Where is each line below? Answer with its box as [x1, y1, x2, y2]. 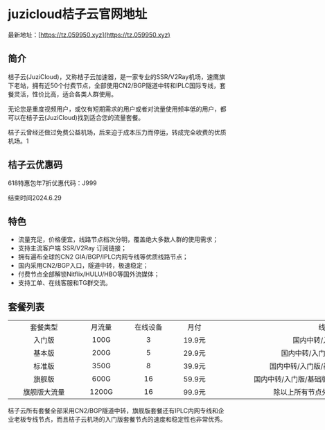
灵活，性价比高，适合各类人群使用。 [13, 89, 117, 98]
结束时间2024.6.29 [8, 193, 62, 202]
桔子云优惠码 [8, 159, 63, 171]
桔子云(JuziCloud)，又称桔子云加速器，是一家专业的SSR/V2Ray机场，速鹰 [8, 72, 220, 80]
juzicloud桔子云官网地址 [8, 6, 148, 22]
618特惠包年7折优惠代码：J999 [8, 178, 97, 187]
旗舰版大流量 [23, 388, 65, 397]
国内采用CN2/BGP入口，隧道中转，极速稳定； [17, 261, 149, 270]
